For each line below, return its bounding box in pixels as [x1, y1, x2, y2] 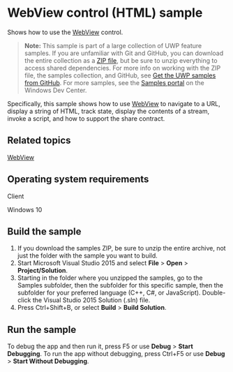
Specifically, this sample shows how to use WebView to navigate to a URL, [7, 99, 221, 107]
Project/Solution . [17, 267, 68, 275]
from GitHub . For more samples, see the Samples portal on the [24, 78, 204, 87]
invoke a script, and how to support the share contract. [7, 114, 165, 123]
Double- [202, 288, 226, 297]
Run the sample [7, 323, 77, 336]
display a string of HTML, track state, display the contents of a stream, [7, 107, 210, 115]
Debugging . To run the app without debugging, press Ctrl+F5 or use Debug [7, 350, 225, 358]
